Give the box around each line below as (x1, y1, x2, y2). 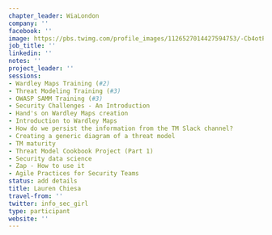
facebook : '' (8, 27, 53, 35)
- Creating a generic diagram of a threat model (8, 132, 176, 140)
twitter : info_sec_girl (8, 199, 89, 208)
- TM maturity (8, 139, 57, 148)
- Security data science (8, 154, 92, 162)
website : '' (8, 215, 49, 223)
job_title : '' (8, 42, 57, 50)
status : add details (8, 177, 79, 186)
